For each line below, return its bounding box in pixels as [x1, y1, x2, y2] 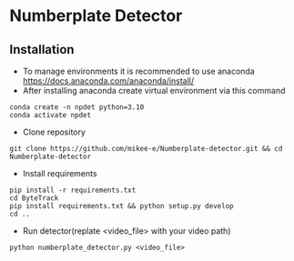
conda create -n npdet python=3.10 [9, 103, 145, 112]
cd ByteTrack [9, 194, 59, 203]
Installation [9, 42, 75, 57]
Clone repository [22, 126, 86, 137]
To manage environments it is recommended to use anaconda [22, 65, 255, 76]
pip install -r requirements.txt [9, 186, 137, 195]
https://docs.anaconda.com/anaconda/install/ [22, 75, 195, 86]
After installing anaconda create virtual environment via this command [22, 85, 286, 95]
